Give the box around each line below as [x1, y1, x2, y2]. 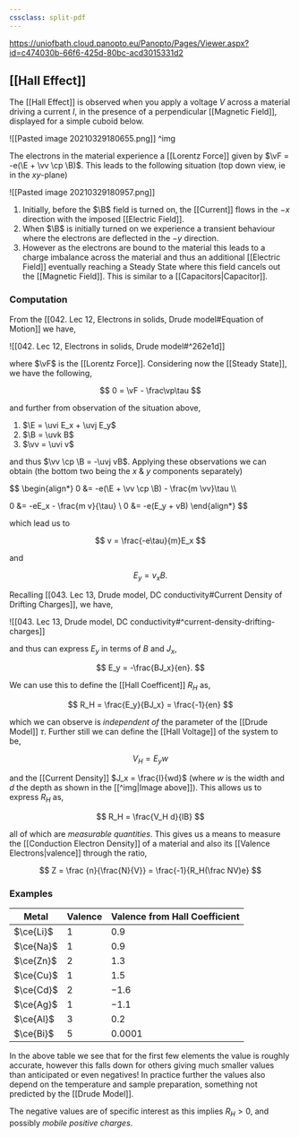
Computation [9, 293, 68, 306]
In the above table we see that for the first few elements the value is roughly [9, 1050, 290, 1062]
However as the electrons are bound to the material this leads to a [21, 243, 266, 254]
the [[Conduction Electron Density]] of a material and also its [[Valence [9, 838, 270, 848]
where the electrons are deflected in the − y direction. [21, 233, 219, 244]
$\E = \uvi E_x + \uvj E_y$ [21, 419, 116, 430]
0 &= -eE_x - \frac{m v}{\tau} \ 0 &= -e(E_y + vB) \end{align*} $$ [9, 500, 249, 511]
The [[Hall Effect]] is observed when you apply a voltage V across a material [9, 97, 291, 108]
